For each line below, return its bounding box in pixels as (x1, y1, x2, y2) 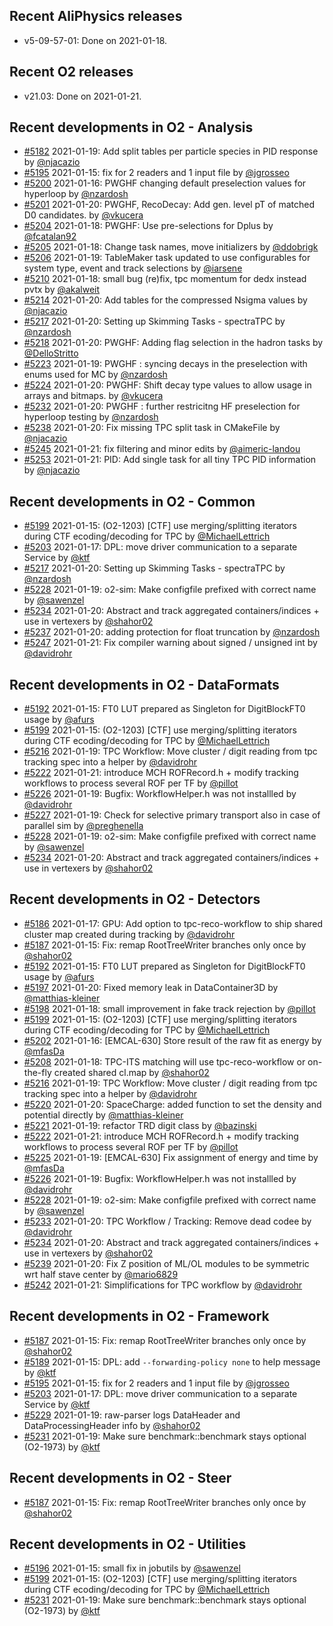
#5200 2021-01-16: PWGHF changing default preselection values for (23, 177, 307, 189)
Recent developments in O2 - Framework (9, 1308, 270, 1325)
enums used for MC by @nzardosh (23, 369, 168, 381)
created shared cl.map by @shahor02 (53, 1066, 210, 1078)
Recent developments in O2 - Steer (9, 1470, 232, 1487)
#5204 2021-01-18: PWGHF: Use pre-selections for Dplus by (23, 220, 274, 232)
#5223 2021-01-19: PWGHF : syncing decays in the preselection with (23, 358, 308, 370)
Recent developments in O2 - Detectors (9, 891, 261, 908)
